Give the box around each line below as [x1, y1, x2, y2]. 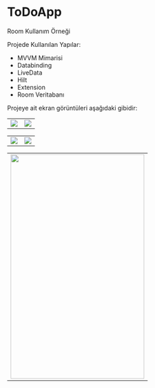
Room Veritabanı [17, 90, 65, 99]
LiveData [17, 68, 43, 77]
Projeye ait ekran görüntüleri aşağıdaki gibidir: [7, 104, 138, 112]
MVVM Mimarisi [17, 53, 63, 62]
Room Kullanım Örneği [7, 27, 71, 35]
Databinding [17, 61, 52, 69]
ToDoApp [7, 4, 62, 20]
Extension [17, 83, 46, 91]
